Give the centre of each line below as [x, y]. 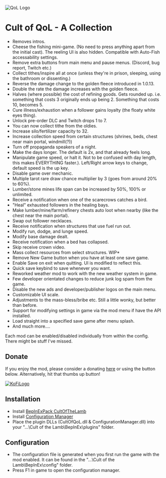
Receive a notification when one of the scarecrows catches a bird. [80, 200]
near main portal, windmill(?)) [42, 141]
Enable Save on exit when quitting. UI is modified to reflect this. [77, 263]
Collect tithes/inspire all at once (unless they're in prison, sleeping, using [86, 73]
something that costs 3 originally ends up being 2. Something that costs [86, 99]
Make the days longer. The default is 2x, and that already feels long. [82, 152]
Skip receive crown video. [39, 247]
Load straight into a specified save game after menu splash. [73, 321]
